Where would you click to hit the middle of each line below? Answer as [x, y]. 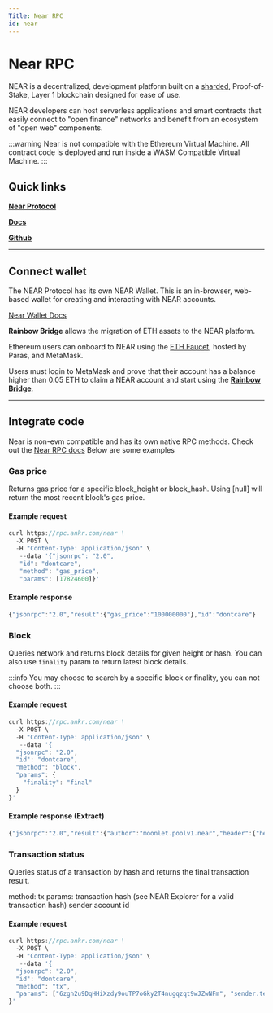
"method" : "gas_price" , [59, 571]
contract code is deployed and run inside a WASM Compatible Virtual [124, 152]
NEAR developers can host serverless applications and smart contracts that [135, 111]
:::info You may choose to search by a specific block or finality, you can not [134, 678]
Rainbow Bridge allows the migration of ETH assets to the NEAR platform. [132, 331]
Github [20, 238]
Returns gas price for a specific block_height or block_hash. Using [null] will [135, 489]
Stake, [19, 95]
